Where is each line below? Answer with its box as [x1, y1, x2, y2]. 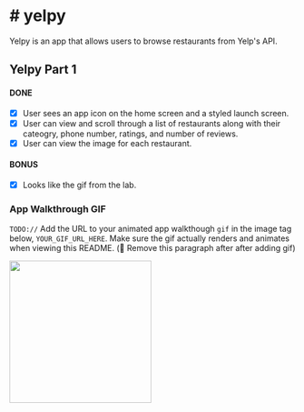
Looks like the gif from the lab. [22, 179, 137, 190]
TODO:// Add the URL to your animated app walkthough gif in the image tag [9, 224, 292, 235]
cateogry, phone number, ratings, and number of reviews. [22, 128, 239, 139]
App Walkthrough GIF [9, 202, 106, 215]
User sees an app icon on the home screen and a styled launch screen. [22, 107, 289, 118]
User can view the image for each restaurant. [22, 137, 192, 148]
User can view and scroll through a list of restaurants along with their [22, 117, 281, 128]
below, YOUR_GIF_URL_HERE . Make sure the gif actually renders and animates [9, 233, 290, 244]
